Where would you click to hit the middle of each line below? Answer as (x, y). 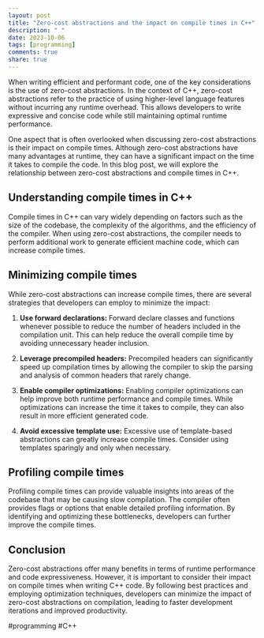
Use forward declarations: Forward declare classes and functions (127, 317)
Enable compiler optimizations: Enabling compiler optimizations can (132, 390)
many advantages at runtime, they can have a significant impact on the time (131, 156)
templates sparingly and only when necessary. (95, 448)
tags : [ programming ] (42, 45)
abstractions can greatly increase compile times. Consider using (124, 439)
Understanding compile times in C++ (100, 198)
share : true (28, 60)
